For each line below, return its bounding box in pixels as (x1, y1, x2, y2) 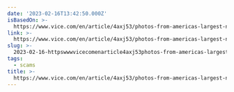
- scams (13, 62, 36, 68)
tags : (7, 55, 23, 62)
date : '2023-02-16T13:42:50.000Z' (7, 10, 108, 17)
